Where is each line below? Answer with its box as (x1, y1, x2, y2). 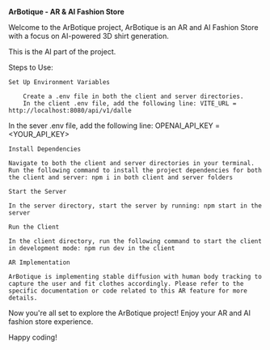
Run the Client (8, 223, 60, 231)
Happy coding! (8, 332, 58, 342)
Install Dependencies (8, 145, 82, 153)
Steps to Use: (8, 62, 54, 72)
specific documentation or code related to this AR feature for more (8, 287, 248, 295)
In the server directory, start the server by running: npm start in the (8, 202, 263, 210)
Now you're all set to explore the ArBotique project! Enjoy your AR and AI (8, 308, 251, 318)
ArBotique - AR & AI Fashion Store (8, 7, 125, 16)
